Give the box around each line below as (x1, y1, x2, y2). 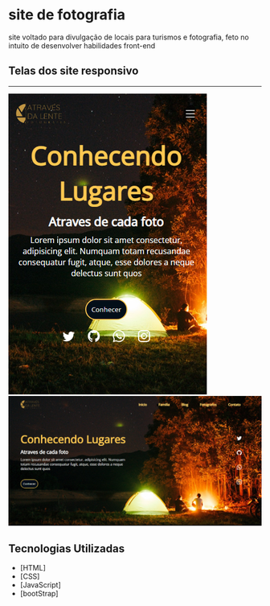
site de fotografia (8, 6, 126, 24)
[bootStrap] (19, 588, 59, 598)
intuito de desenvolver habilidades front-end (8, 40, 156, 50)
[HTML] (19, 563, 47, 572)
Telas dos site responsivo (8, 64, 139, 78)
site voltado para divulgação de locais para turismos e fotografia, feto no (8, 32, 249, 42)
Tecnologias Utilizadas (8, 542, 125, 555)
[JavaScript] (19, 579, 62, 589)
